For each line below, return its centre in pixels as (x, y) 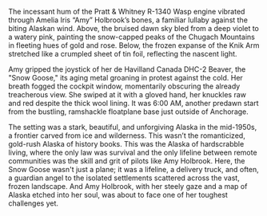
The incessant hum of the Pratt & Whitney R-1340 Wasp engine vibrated (127, 12)
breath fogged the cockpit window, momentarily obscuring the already (124, 86)
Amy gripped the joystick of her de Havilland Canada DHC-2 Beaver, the (127, 69)
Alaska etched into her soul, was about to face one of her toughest (118, 195)
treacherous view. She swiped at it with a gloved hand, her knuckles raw (127, 94)
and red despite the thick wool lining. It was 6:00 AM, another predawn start (133, 103)
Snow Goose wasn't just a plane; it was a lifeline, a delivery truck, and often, (134, 169)
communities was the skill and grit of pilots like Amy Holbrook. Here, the (127, 161)
